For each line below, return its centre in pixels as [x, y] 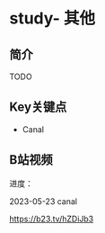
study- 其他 [52, 18]
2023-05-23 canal [44, 201]
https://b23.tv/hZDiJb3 [52, 219]
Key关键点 [38, 108]
